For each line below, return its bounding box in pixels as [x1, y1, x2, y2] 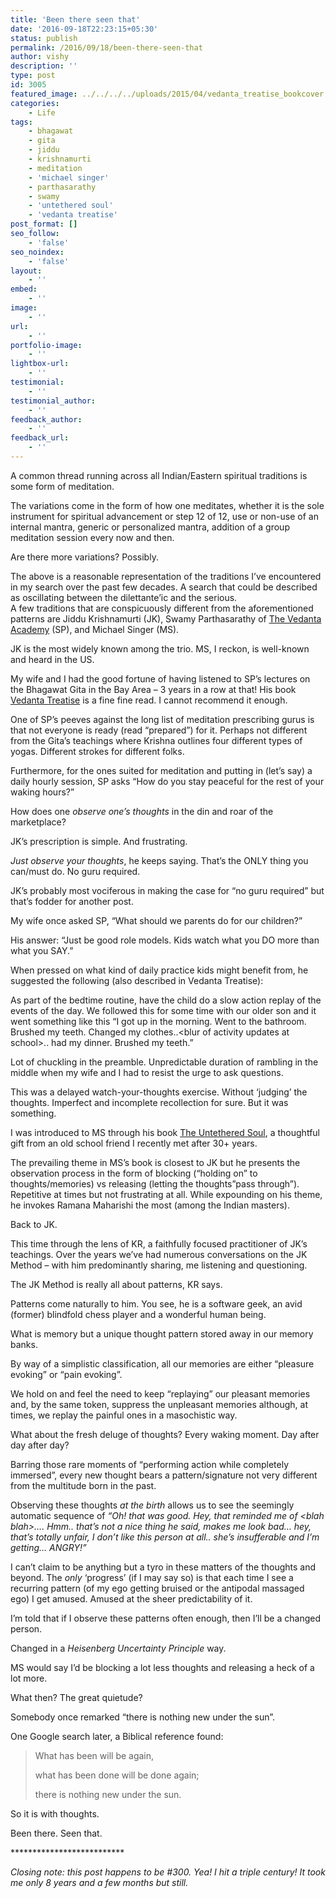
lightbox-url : [10, 359, 70, 369]
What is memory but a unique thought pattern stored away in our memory [10, 1327, 314, 1340]
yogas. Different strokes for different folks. [10, 745, 185, 757]
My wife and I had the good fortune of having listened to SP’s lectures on [10, 672, 311, 685]
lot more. [10, 1672, 48, 1684]
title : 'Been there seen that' [10, 14, 141, 25]
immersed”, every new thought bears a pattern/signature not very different [10, 1469, 318, 1481]
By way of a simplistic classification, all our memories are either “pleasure [10, 1357, 315, 1370]
